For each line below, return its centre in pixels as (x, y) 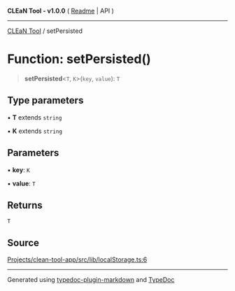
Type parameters (45, 100)
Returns (25, 205)
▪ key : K (19, 170)
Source (23, 242)
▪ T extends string (35, 117)
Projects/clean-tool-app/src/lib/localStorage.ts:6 (77, 260)
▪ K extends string (35, 131)
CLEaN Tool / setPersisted (45, 31)
